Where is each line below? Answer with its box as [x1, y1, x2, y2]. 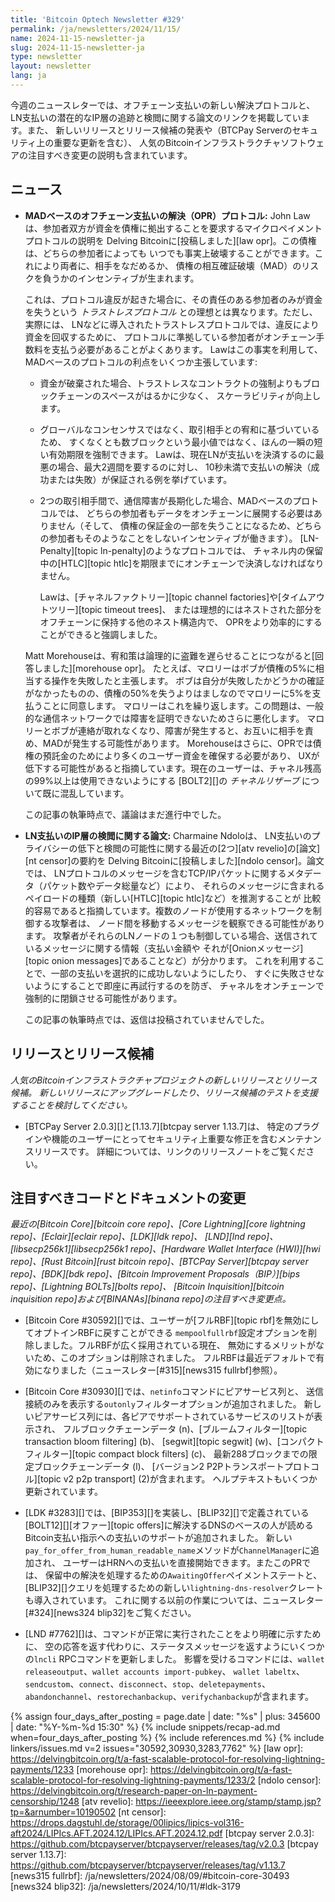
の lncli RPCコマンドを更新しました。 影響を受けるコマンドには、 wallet [24, 1653, 325, 1665]
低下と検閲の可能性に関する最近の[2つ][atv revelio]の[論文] [77, 842, 321, 854]
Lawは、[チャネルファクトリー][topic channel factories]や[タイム [39, 591, 308, 603]
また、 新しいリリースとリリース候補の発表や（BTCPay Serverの [26, 124, 293, 136]
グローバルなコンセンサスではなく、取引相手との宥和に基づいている [39, 423, 320, 435]
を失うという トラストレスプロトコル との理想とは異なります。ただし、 [24, 306, 318, 318]
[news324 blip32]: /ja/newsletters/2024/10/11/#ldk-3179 [10, 1881, 241, 1893]
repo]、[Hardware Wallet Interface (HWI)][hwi [129, 1243, 321, 1255]
